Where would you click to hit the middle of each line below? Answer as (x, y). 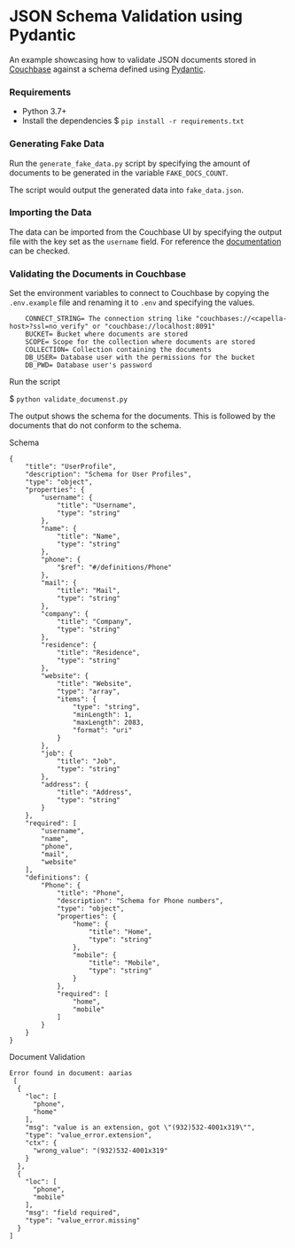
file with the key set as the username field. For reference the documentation (145, 241)
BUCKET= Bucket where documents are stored (107, 334)
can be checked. (40, 251)
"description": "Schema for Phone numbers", (140, 901)
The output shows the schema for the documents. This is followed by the (143, 416)
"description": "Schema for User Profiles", (109, 475)
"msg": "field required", (73, 1213)
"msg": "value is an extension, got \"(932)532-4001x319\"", (140, 1127)
